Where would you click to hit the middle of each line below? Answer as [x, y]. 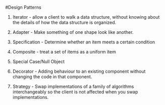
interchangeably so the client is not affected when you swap [75, 92]
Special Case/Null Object [38, 62]
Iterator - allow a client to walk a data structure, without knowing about [86, 17]
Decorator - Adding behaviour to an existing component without [79, 71]
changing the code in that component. [52, 77]
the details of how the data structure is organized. [64, 22]
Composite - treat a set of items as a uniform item [64, 52]
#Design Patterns [23, 7]
